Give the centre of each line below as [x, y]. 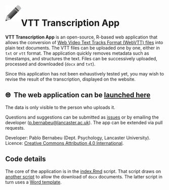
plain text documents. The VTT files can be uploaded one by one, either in [83, 48]
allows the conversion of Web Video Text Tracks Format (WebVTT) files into [84, 42]
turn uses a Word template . [33, 182]
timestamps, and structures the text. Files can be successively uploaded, [81, 58]
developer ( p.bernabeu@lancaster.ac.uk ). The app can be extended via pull [84, 122]
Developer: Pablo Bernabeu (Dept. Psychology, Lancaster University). [78, 138]
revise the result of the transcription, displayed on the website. [70, 79]
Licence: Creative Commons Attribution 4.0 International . [65, 143]
